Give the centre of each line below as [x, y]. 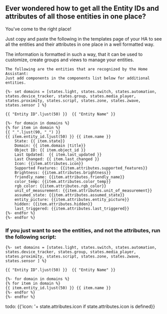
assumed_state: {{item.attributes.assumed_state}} [70, 195]
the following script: [31, 237]
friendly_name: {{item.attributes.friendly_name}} [70, 177]
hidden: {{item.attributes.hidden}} [54, 204]
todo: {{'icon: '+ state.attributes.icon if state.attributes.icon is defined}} [80, 307]
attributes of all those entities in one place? [76, 17]
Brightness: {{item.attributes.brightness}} [63, 172]
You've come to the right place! [38, 29]
